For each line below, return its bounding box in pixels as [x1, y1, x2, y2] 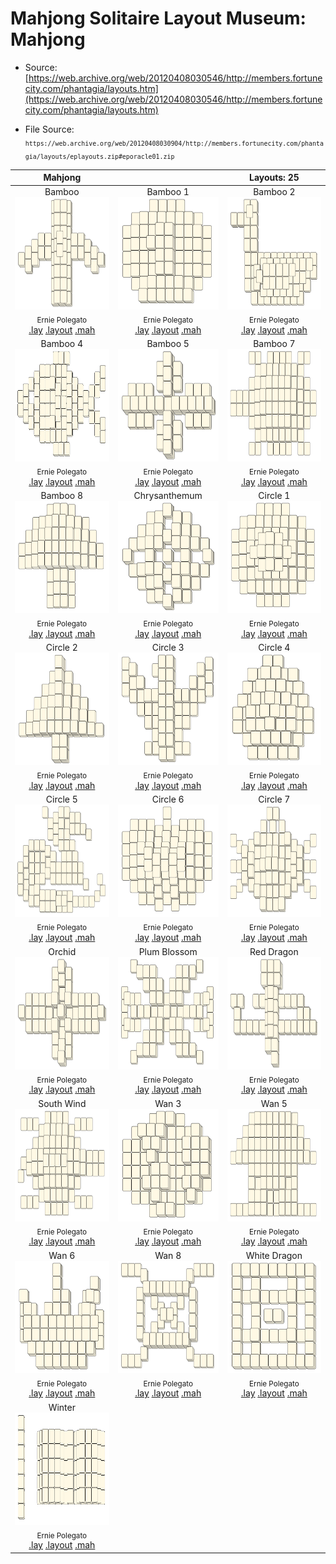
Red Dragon [249, 945, 299, 957]
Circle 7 [258, 793, 291, 806]
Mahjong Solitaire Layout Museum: [10, 7, 307, 30]
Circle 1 [258, 490, 291, 502]
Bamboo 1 [146, 186, 190, 198]
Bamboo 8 [40, 490, 84, 502]
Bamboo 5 [146, 338, 190, 350]
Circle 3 [151, 642, 185, 654]
